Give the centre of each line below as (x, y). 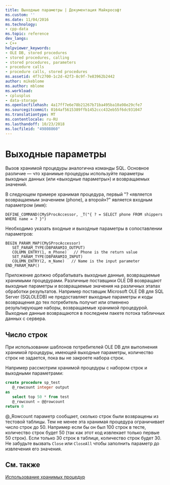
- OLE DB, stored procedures (36, 53)
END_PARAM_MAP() (22, 266)
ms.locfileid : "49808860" (33, 129)
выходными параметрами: (34, 373)
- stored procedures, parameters (41, 62)
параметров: (19, 234)
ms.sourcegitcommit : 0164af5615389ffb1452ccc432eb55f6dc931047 (74, 110)
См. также (23, 465)
